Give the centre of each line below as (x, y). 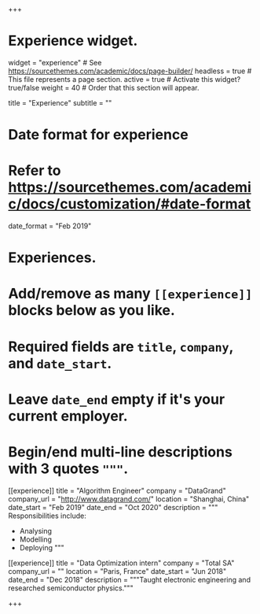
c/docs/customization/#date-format (130, 204)
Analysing (36, 531)
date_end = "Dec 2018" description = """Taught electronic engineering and (130, 579)
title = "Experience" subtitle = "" (60, 102)
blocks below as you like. (92, 311)
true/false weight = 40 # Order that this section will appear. (104, 87)
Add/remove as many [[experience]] (130, 294)
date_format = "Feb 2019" (50, 226)
